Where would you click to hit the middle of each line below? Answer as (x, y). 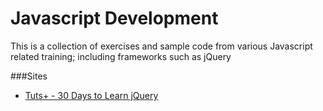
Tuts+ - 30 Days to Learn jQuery (91, 95)
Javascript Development (114, 18)
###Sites (29, 76)
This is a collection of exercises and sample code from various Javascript (161, 46)
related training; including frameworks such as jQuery (121, 56)
